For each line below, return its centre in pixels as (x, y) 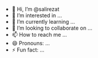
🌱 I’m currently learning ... (43, 22)
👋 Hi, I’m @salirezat (35, 9)
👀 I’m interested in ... (37, 15)
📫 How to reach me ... (39, 35)
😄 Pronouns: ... (31, 43)
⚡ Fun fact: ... (28, 50)
